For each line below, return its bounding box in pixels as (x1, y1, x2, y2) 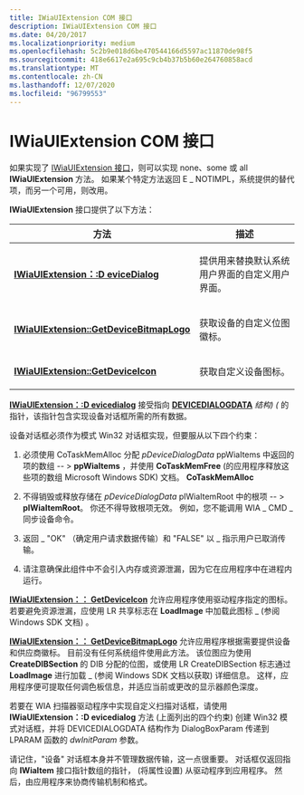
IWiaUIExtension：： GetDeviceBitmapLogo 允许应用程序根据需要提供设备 (9, 636, 291, 647)
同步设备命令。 (22, 513, 79, 525)
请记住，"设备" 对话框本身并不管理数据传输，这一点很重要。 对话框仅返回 (9, 753, 283, 765)
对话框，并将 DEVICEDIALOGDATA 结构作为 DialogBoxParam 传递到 (16, 723, 270, 734)
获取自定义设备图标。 (198, 366, 290, 378)
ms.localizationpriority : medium (9, 38, 136, 48)
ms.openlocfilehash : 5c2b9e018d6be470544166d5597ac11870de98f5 (9, 47, 253, 56)
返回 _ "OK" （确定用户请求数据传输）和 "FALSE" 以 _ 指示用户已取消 (22, 533, 279, 544)
